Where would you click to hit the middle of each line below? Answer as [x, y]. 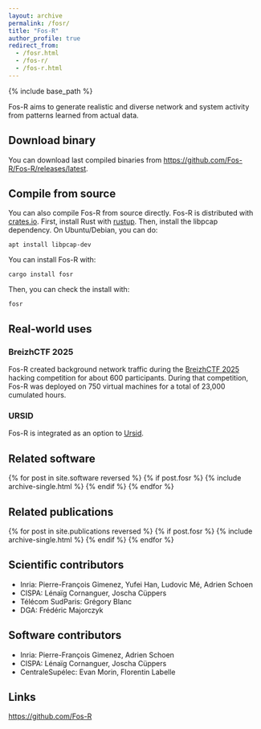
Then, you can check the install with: [69, 290]
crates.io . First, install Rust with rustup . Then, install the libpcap [113, 221]
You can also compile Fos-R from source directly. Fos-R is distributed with [131, 213]
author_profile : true [45, 38]
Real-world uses [50, 329]
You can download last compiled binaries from [85, 160]
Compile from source [62, 194]
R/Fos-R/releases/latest [47, 168]
